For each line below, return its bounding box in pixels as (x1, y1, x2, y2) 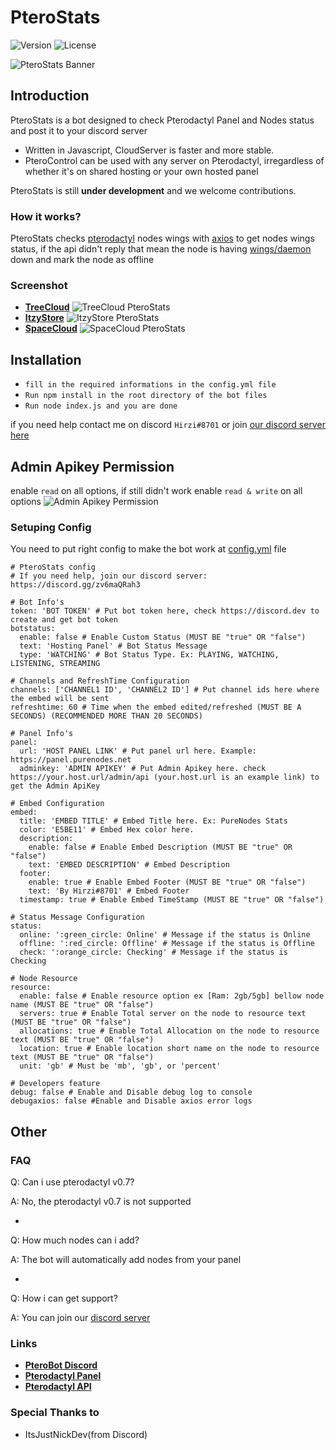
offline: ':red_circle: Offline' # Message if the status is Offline (19, 939, 315, 949)
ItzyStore (24, 312, 65, 324)
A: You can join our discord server (10, 1311, 151, 1323)
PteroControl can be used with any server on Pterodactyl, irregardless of (24, 154, 325, 166)
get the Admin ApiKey (10, 781, 101, 791)
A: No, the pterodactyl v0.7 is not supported (10, 1195, 192, 1207)
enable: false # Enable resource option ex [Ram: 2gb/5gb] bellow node (19, 991, 325, 1001)
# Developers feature (10, 1079, 101, 1089)
